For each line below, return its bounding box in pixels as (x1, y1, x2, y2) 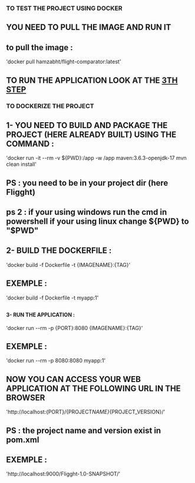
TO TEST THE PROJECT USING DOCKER (6, 4, 123, 12)
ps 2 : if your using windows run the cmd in (6, 207, 167, 217)
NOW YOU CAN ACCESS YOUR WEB (6, 374, 141, 384)
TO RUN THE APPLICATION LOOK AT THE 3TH (6, 75, 178, 85)
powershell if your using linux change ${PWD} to (6, 217, 190, 227)
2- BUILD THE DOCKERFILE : (6, 246, 112, 256)
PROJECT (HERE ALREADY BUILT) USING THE (6, 129, 177, 139)
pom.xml (6, 435, 39, 445)
